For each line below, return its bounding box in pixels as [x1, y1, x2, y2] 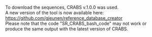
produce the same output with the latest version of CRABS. [5, 26, 128, 32]
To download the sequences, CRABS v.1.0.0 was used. [5, 5, 119, 10]
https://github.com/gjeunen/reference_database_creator [5, 15, 123, 21]
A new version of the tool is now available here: [5, 10, 104, 16]
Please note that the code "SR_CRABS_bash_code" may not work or [5, 20, 147, 26]
